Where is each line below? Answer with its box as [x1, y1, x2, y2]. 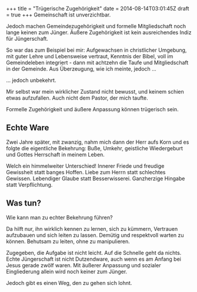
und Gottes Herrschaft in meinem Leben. [6, 151, 105, 158]
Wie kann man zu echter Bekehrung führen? [6, 214, 113, 221]
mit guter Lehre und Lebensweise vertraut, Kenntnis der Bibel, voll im [6, 53, 173, 59]
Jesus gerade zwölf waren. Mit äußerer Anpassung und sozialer [6, 261, 161, 268]
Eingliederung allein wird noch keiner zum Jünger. [6, 268, 128, 275]
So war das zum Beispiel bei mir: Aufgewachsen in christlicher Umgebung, [6, 47, 187, 54]
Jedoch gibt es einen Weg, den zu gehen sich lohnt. [6, 279, 132, 286]
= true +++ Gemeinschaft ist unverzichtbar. [6, 11, 111, 18]
